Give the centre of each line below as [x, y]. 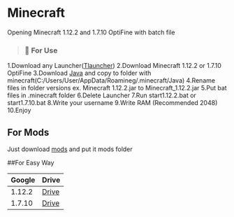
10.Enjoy [19, 111]
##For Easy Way [31, 163]
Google [23, 180]
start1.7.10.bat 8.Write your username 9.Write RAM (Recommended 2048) [112, 103]
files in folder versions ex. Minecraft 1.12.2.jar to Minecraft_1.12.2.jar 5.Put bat [117, 88]
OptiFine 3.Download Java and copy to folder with [79, 73]
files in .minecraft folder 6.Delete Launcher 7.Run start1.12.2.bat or [102, 95]
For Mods [28, 132]
